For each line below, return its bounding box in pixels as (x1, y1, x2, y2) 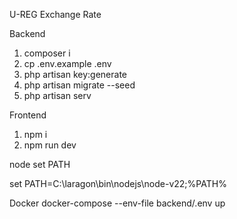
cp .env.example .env (23, 58, 112, 69)
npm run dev (23, 139, 77, 151)
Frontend (9, 109, 47, 121)
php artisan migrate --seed (23, 79, 136, 91)
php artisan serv (23, 90, 92, 101)
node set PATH (9, 159, 71, 170)
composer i (23, 47, 71, 59)
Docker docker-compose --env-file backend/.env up (9, 197, 226, 209)
